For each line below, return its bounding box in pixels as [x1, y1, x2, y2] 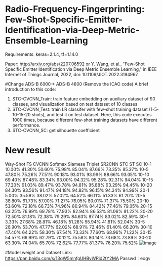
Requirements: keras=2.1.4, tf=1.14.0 [5, 51, 78, 57]
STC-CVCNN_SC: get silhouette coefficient [12, 127, 100, 133]
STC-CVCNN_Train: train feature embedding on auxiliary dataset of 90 [12, 95, 156, 102]
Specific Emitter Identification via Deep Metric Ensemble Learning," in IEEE [5, 66, 157, 72]
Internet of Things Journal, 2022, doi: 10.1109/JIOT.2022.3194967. [5, 71, 139, 77]
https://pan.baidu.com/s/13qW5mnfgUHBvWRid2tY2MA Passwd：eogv [5, 255, 151, 261]
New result [5, 145, 51, 156]
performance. [12, 122, 41, 128]
